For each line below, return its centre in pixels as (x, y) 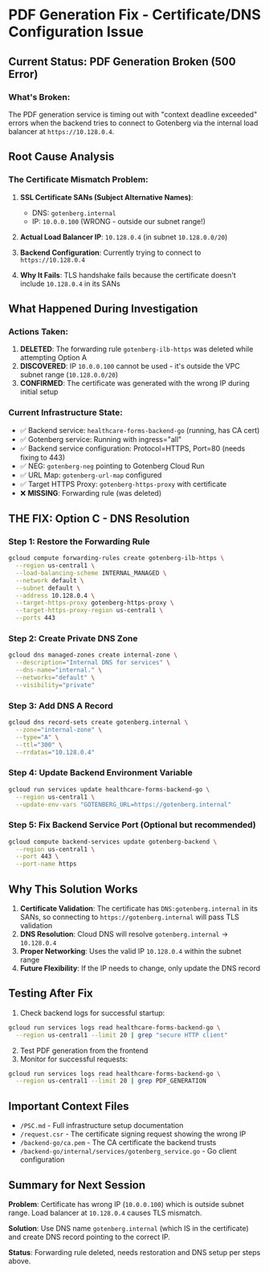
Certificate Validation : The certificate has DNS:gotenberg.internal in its (139, 908)
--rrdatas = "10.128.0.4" (55, 752)
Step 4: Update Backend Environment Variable (100, 773)
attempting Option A (53, 358)
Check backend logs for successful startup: (92, 1012)
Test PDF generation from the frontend (84, 1050)
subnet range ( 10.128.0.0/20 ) (69, 374)
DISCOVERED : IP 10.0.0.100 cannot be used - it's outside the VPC (130, 366)
